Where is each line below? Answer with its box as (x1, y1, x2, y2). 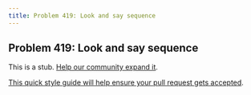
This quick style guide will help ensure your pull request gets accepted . (8, 77, 245, 88)
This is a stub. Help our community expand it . (8, 62, 159, 72)
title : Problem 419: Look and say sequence (8, 11, 156, 20)
